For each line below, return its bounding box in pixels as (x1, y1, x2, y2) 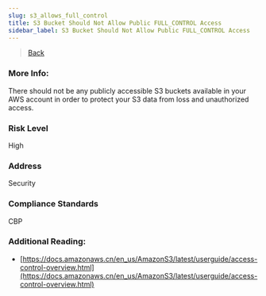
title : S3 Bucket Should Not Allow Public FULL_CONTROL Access (8, 19, 222, 27)
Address (8, 160, 42, 171)
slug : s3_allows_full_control (8, 11, 109, 20)
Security (8, 179, 36, 188)
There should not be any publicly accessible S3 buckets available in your (8, 86, 247, 95)
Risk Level (8, 122, 49, 133)
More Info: (8, 68, 49, 79)
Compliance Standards (8, 198, 99, 210)
